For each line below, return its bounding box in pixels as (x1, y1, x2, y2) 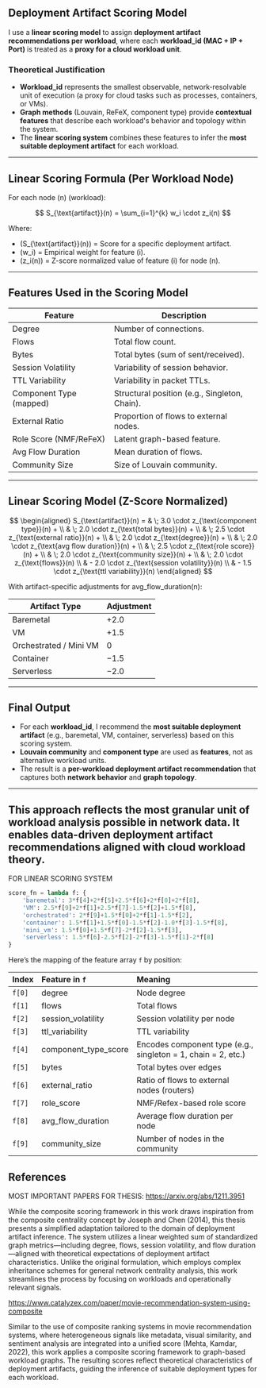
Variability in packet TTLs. (113, 375, 211, 386)
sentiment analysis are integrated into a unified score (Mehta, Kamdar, (8, 1338, 237, 1348)
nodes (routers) (136, 1085, 196, 1096)
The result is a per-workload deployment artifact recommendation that (19, 764, 256, 773)
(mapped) (12, 397, 50, 408)
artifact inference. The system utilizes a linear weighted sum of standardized (8, 1232, 258, 1241)
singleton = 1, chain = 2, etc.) (136, 1049, 245, 1060)
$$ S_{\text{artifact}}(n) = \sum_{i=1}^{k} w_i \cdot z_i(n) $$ (35, 208, 231, 218)
